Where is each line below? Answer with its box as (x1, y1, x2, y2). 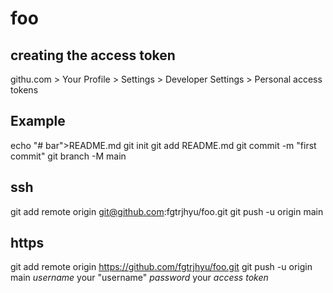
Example (10, 113, 66, 130)
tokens (10, 84, 39, 96)
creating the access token (10, 47, 176, 64)
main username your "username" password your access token (10, 272, 269, 284)
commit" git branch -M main (10, 150, 127, 162)
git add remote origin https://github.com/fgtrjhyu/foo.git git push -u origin (10, 261, 313, 273)
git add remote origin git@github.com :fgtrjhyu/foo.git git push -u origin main (10, 205, 324, 217)
